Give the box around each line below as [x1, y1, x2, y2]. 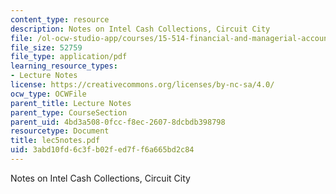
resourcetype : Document [10, 126, 110, 136]
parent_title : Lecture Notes [10, 98, 132, 108]
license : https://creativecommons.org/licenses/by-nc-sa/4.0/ [10, 80, 275, 90]
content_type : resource [10, 14, 110, 25]
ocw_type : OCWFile [10, 89, 87, 99]
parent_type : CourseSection [10, 107, 128, 118]
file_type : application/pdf [10, 52, 128, 62]
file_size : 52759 [10, 42, 83, 53]
